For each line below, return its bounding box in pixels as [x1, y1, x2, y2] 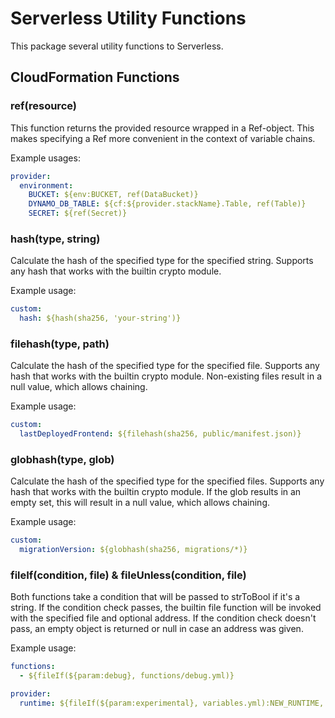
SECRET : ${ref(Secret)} [28, 208, 128, 219]
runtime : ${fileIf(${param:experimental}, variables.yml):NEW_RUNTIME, [19, 698, 325, 709]
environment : [19, 180, 74, 191]
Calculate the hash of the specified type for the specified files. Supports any [10, 475, 325, 487]
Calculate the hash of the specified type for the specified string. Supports [10, 255, 314, 267]
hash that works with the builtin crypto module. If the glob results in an [10, 486, 302, 498]
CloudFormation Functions [10, 69, 180, 86]
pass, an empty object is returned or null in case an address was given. [10, 623, 304, 635]
